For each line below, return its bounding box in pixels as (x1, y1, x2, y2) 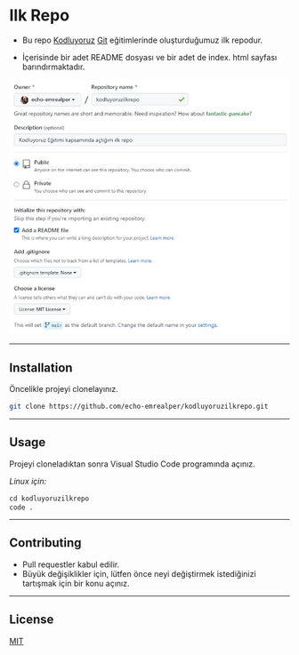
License (9, 612, 54, 627)
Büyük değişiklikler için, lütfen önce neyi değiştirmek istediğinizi (21, 568, 256, 579)
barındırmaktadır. (21, 61, 85, 72)
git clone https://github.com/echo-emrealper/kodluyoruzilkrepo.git (9, 402, 269, 411)
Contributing (9, 535, 82, 551)
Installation (9, 360, 73, 375)
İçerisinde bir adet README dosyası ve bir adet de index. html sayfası (21, 52, 278, 62)
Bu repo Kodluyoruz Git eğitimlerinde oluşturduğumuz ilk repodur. (21, 35, 263, 45)
